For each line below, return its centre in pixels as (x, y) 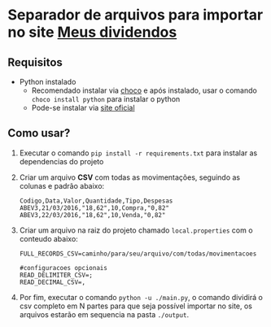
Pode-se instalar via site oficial (83, 108)
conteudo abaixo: (48, 238)
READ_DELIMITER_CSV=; (56, 275)
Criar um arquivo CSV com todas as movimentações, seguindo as (130, 177)
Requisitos (35, 62)
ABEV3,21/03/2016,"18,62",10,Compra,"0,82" (94, 208)
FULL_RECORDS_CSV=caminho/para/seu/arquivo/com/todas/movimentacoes (138, 254)
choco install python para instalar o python (106, 99)
